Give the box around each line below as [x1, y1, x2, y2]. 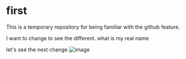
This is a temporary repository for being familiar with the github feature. [6, 23, 180, 30]
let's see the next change [6, 46, 68, 53]
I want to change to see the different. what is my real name [6, 34, 149, 41]
